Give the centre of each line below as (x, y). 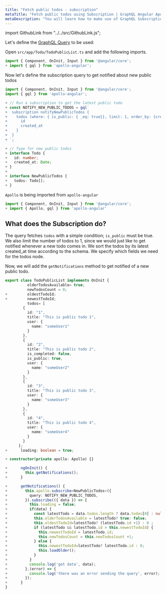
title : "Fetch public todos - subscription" (52, 10)
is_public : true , (45, 358)
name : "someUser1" (50, 326)
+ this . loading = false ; (41, 505)
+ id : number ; (22, 158)
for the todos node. (25, 257)
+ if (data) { (28, 509)
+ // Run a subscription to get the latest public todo (64, 103)
